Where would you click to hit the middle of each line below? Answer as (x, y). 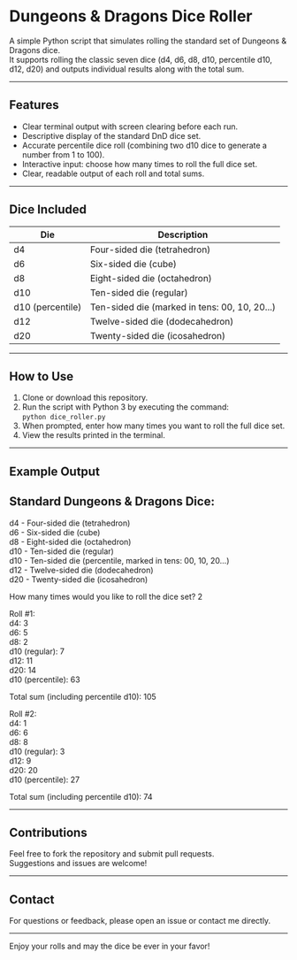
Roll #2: (23, 713)
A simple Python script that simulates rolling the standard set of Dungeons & (148, 41)
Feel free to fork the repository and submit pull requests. (112, 854)
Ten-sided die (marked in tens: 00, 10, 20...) (183, 307)
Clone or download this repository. (85, 398)
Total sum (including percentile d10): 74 (81, 796)
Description (183, 234)
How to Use (42, 376)
